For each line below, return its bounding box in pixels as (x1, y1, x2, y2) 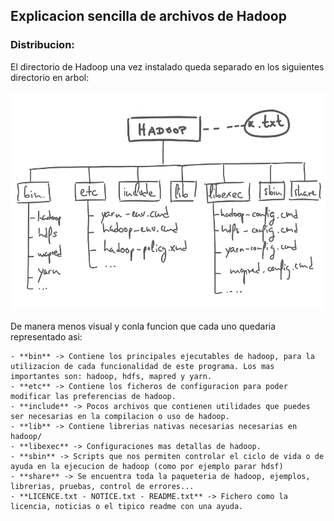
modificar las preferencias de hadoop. (10, 392, 177, 402)
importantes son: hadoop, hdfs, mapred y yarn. (10, 372, 213, 382)
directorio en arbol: (10, 71, 90, 83)
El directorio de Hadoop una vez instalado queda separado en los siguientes (10, 60, 325, 73)
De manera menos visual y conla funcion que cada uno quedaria (10, 320, 277, 333)
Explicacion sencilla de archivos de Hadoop (10, 8, 287, 25)
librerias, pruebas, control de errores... (10, 482, 195, 492)
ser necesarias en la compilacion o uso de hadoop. (10, 412, 230, 422)
